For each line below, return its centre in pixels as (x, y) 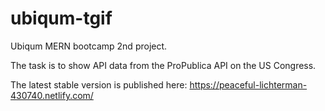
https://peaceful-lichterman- (248, 84)
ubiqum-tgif (61, 18)
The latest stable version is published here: (99, 84)
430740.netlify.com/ (52, 95)
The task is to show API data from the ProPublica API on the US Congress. (163, 65)
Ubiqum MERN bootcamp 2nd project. (89, 46)
